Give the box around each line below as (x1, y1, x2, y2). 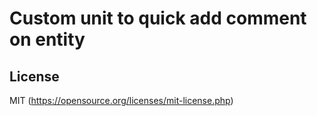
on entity (9, 28, 86, 51)
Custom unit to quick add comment (9, 7, 307, 30)
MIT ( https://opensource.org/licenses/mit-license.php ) (9, 95, 234, 106)
